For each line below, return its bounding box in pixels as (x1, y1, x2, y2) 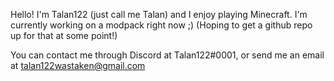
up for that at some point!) (10, 30, 118, 41)
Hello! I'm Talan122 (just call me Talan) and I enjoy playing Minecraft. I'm (10, 9, 308, 20)
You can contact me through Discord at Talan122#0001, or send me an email (10, 49, 325, 61)
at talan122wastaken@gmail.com (10, 60, 146, 71)
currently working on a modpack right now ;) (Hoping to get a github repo (10, 19, 313, 31)
